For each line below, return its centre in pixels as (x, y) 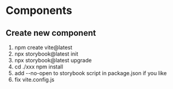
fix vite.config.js (34, 80)
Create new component (51, 33)
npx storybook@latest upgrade (53, 60)
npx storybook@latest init (46, 54)
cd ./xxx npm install (39, 67)
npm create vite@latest (43, 47)
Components (39, 11)
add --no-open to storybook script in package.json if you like (90, 73)
